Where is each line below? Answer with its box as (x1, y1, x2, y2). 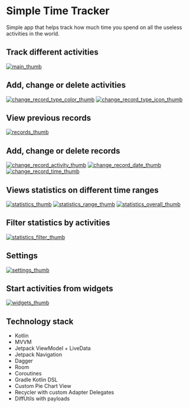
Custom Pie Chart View (14, 383, 71, 390)
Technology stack (6, 316, 74, 326)
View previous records (6, 113, 92, 123)
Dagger (14, 357, 34, 365)
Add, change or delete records (6, 146, 120, 156)
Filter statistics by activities (6, 218, 110, 228)
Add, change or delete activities (6, 80, 126, 90)
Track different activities (6, 47, 99, 57)
